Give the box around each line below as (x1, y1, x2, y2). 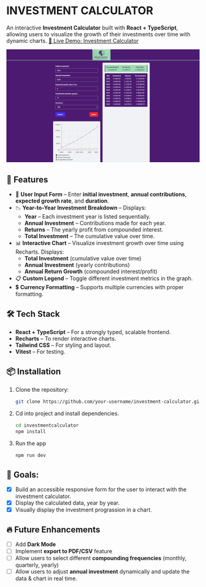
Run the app (15, 440, 47, 447)
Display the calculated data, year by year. (15, 499, 120, 507)
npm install (15, 429, 46, 435)
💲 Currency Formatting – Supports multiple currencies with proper (15, 284, 184, 291)
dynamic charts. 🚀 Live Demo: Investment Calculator (6, 37, 139, 44)
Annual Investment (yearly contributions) (24, 262, 130, 269)
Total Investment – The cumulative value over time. (24, 233, 155, 240)
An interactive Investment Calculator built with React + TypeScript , (6, 24, 178, 31)
